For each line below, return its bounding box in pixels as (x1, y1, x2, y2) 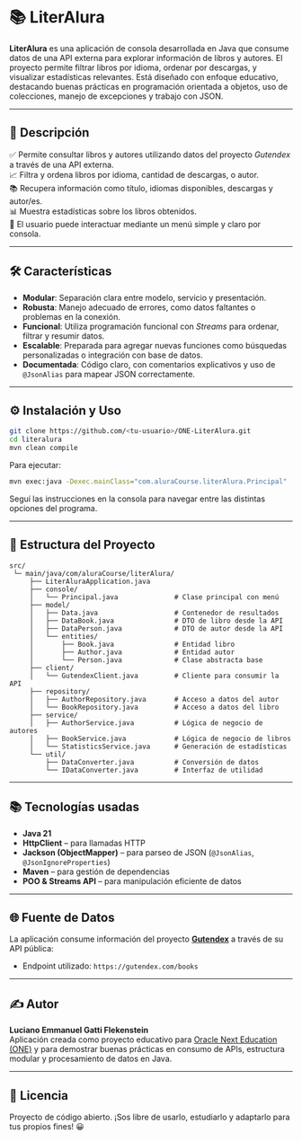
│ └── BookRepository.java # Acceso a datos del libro (29, 703, 280, 712)
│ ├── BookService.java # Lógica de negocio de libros (29, 734, 292, 743)
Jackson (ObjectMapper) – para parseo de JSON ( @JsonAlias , (22, 846, 254, 858)
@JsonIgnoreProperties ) (22, 856, 111, 867)
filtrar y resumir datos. (22, 330, 105, 341)
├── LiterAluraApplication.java (29, 577, 151, 586)
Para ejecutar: (9, 460, 61, 470)
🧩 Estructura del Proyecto (9, 537, 155, 553)
